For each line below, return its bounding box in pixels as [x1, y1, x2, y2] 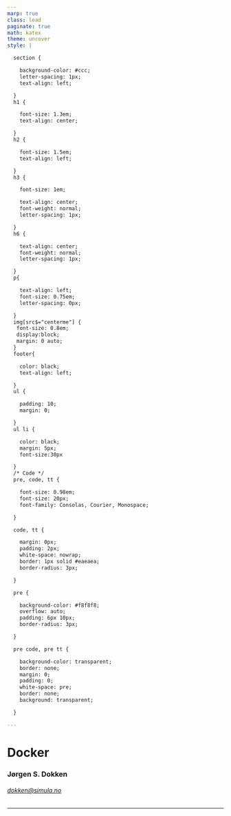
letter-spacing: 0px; [19, 300, 81, 306]
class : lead [7, 17, 41, 23]
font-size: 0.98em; [19, 489, 76, 496]
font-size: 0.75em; [19, 293, 76, 300]
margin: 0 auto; [16, 338, 63, 345]
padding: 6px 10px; [19, 614, 76, 622]
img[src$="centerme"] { [13, 318, 81, 326]
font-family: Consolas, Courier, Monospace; [19, 501, 149, 508]
